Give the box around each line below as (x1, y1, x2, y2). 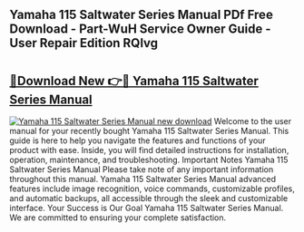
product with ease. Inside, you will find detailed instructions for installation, (9, 145, 289, 155)
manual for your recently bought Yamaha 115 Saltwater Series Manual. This (9, 126, 289, 136)
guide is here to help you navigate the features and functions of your (9, 135, 266, 146)
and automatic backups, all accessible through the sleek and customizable (9, 193, 289, 203)
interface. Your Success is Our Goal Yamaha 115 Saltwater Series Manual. (9, 203, 284, 213)
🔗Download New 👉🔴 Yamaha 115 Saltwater (9, 72, 259, 89)
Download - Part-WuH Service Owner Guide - (9, 22, 271, 37)
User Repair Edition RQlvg (9, 35, 159, 51)
